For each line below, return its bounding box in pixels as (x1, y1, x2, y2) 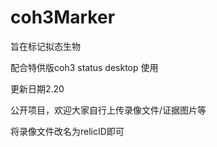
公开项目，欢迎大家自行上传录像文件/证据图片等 (10, 104, 207, 116)
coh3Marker (10, 6, 116, 29)
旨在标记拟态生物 (10, 40, 81, 52)
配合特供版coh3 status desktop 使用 (10, 61, 159, 73)
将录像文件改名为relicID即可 (10, 125, 125, 137)
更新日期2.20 (10, 82, 65, 95)
